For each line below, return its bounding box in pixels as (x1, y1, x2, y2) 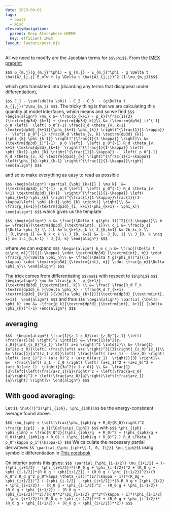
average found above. (5, 411, 51, 417)
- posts (10, 17, 26, 22)
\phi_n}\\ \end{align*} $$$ (5, 263, 65, 269)
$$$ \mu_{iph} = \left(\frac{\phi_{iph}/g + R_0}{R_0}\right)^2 (5, 420, 144, 425)
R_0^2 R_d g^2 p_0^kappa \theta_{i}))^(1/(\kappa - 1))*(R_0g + (5, 474, 144, 479)
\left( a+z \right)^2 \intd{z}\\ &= (55, 342, 133, 347)
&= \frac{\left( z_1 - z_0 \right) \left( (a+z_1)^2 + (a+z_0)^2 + (5, 360, 153, 365)
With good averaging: (5, 391, 75, 400)
